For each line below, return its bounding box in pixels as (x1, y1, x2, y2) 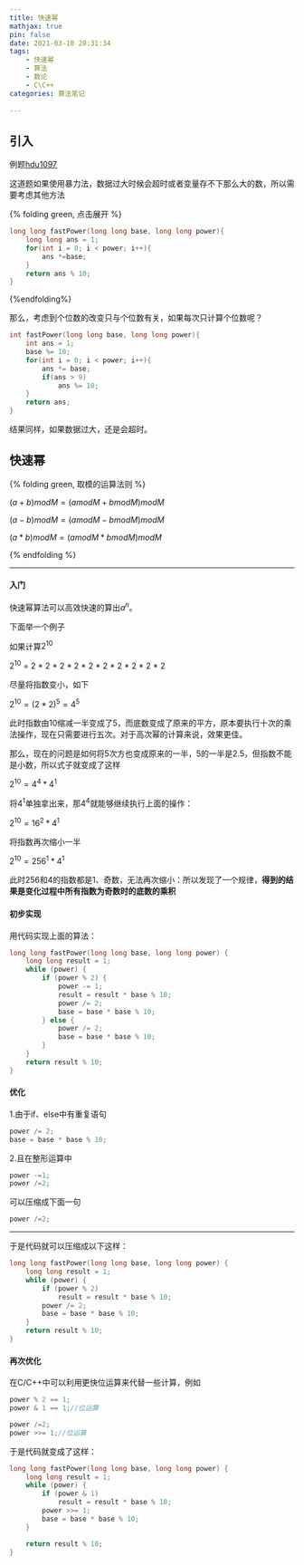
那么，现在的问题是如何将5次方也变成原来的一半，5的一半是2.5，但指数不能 (9, 748, 292, 759)
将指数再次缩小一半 (9, 836, 81, 847)
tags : (9, 47, 30, 56)
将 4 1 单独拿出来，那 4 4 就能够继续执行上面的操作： (9, 796, 194, 809)
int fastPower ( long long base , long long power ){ (9, 331, 201, 340)
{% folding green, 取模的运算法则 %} (9, 478, 147, 489)
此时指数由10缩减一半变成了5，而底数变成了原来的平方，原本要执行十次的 (9, 717, 284, 728)
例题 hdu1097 (9, 159, 57, 170)
